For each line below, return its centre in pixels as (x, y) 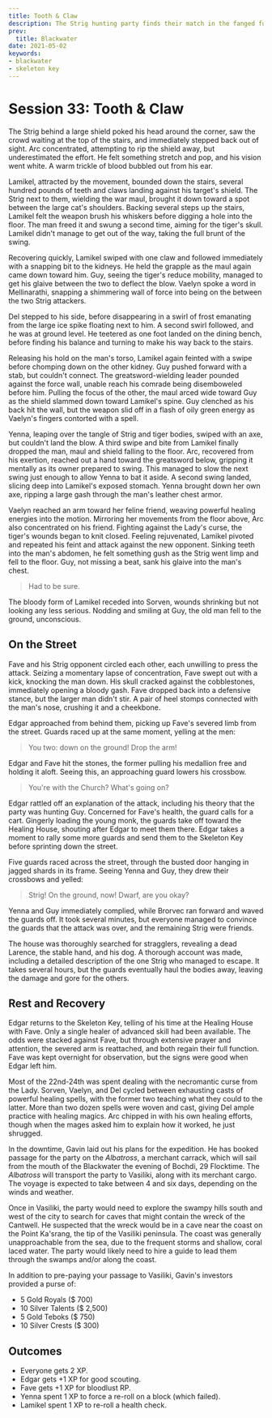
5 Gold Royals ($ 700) (56, 1300)
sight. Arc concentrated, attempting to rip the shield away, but (112, 148)
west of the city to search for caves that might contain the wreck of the (127, 1217)
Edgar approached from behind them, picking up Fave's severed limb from (132, 723)
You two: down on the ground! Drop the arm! (102, 747)
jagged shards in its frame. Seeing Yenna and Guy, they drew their (119, 870)
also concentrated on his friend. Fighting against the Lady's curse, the (125, 527)
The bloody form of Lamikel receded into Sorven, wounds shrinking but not (134, 602)
